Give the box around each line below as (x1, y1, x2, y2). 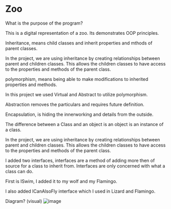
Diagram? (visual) (5, 198, 42, 204)
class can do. (5, 168, 34, 174)
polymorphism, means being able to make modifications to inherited (5, 76, 149, 82)
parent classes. (5, 45, 38, 51)
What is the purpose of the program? (5, 20, 83, 26)
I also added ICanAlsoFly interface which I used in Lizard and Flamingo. (5, 188, 156, 194)
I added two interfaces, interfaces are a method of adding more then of (5, 157, 155, 163)
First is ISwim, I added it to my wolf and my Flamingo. (5, 178, 117, 184)
